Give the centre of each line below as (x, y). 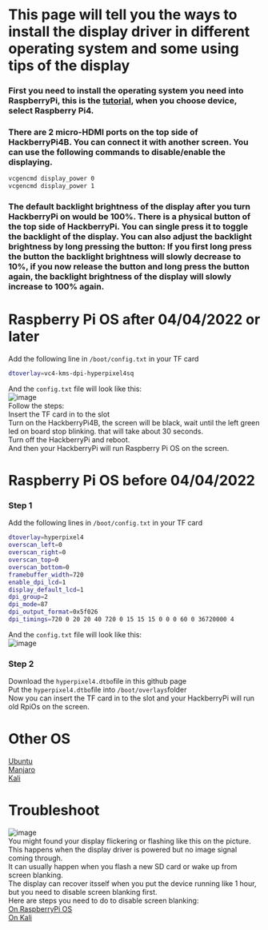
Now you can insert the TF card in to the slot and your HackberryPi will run (131, 698)
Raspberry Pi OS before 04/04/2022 (132, 481)
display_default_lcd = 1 (46, 589)
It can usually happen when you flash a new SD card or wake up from (123, 867)
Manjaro (22, 770)
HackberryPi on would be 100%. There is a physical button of (130, 217)
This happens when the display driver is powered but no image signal (123, 850)
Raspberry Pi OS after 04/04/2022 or (134, 319)
